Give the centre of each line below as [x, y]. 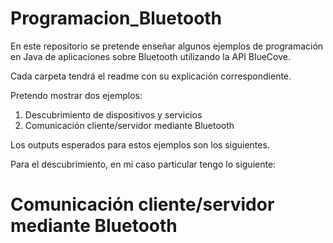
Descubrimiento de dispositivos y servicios [113, 114]
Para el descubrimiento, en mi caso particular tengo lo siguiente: [143, 164]
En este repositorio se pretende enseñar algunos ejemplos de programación [167, 46]
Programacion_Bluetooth [116, 18]
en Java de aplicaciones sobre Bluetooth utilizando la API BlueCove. [150, 56]
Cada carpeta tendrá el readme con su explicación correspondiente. [151, 76]
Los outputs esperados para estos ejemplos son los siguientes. [140, 144]
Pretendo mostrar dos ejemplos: [76, 95]
